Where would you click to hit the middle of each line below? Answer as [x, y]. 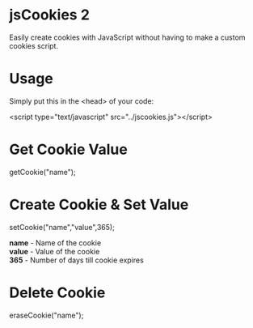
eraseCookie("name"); [46, 315]
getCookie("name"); [42, 172]
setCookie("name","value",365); [62, 227]
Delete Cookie [57, 292]
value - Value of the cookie [55, 251]
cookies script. [34, 45]
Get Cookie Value [68, 149]
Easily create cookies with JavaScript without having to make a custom [127, 37]
